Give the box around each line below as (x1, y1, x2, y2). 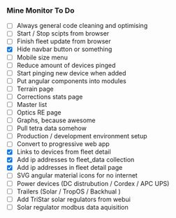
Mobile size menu (16, 53, 68, 61)
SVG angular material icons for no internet (16, 171, 138, 180)
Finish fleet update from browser (16, 37, 111, 45)
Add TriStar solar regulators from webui (16, 195, 131, 203)
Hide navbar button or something (16, 45, 112, 54)
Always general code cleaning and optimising (16, 22, 148, 30)
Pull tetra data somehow (16, 124, 87, 133)
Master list (16, 100, 47, 108)
